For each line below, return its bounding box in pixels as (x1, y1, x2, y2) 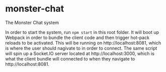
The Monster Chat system (5, 19, 59, 25)
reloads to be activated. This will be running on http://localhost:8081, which (5, 39, 161, 45)
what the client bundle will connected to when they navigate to (5, 55, 135, 61)
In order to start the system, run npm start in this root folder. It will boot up (5, 29, 159, 35)
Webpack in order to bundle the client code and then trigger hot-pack (5, 34, 150, 40)
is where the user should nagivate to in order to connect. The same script (5, 45, 157, 51)
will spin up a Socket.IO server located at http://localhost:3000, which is (5, 50, 154, 56)
